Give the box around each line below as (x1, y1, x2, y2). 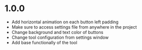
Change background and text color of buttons (11, 29, 104, 35)
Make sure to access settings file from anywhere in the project (11, 24, 137, 30)
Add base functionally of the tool (11, 39, 77, 45)
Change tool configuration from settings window (11, 34, 109, 40)
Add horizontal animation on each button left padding (11, 19, 119, 25)
